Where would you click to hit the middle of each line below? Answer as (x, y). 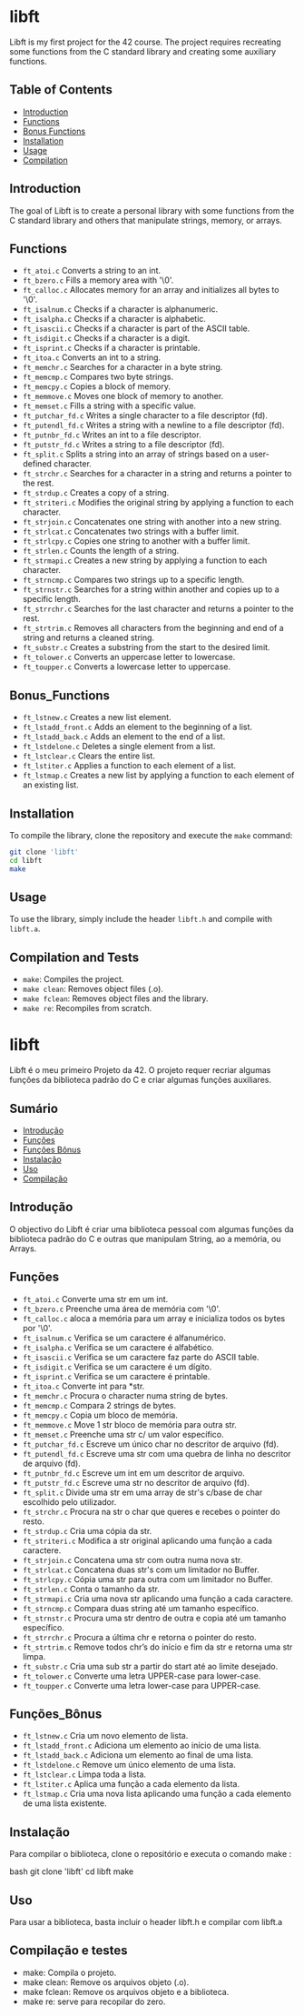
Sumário (34, 1108)
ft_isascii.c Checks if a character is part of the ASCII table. (136, 328)
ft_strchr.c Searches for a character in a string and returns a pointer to (157, 474)
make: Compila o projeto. (69, 1972)
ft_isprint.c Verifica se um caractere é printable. (116, 1376)
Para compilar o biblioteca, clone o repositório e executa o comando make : (151, 1854)
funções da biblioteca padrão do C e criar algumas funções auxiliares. (141, 1080)
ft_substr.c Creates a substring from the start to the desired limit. (146, 647)
